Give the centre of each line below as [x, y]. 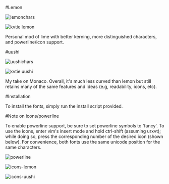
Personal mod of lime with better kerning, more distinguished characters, [81, 37]
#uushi [12, 52]
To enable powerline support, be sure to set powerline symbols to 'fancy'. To [85, 126]
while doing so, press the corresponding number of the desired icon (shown [84, 136]
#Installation [18, 96]
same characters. [23, 147]
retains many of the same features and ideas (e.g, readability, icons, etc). [81, 86]
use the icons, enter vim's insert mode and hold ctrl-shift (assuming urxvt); [83, 131]
